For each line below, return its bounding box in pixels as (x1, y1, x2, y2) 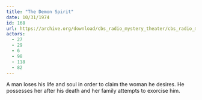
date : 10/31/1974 (6, 14, 50, 20)
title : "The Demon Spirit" (6, 8, 74, 15)
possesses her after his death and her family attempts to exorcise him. (6, 87, 180, 95)
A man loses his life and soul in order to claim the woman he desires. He (6, 81, 185, 88)
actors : (6, 31, 26, 37)
